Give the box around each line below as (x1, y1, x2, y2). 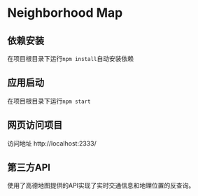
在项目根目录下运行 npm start (7, 97, 91, 105)
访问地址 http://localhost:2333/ (7, 139, 97, 148)
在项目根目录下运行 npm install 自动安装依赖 (7, 55, 134, 62)
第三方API (7, 162, 51, 174)
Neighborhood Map (7, 5, 123, 21)
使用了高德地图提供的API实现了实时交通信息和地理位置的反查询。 (7, 181, 195, 190)
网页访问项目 (7, 119, 63, 131)
